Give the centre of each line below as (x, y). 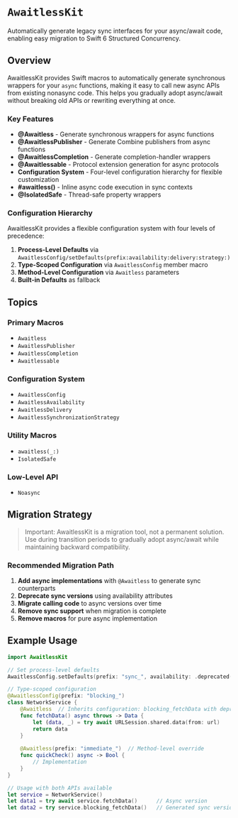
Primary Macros (35, 322)
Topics (23, 302)
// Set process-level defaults (53, 670)
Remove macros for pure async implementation (87, 618)
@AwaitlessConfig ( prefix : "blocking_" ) (66, 696)
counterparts (36, 589)
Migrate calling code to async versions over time (89, 604)
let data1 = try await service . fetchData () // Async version (107, 801)
